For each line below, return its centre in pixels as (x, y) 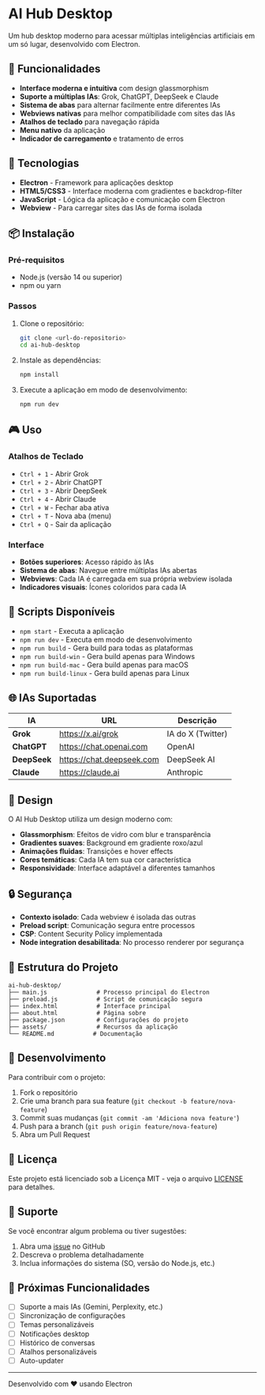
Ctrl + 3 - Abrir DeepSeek (63, 491)
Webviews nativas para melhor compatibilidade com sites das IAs (127, 113)
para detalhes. (32, 1187)
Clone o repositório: (52, 323)
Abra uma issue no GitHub (62, 1246)
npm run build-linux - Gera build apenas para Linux (105, 673)
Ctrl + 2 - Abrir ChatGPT (61, 482)
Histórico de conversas (57, 1343)
